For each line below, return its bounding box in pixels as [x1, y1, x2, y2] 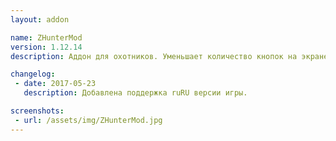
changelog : [10, 69, 56, 80]
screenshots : [10, 106, 65, 116]
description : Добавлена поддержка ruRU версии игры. [23, 88, 248, 98]
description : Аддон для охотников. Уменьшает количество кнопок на [10, 51, 298, 61]
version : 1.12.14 [10, 42, 83, 52]
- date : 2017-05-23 [14, 79, 97, 89]
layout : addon [10, 14, 70, 25]
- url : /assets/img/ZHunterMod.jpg [14, 115, 163, 125]
